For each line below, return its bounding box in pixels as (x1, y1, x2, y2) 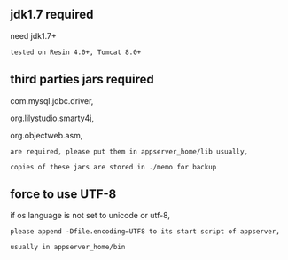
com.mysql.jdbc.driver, (10, 95, 94, 106)
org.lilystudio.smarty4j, (10, 113, 94, 123)
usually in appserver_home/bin (10, 243, 126, 252)
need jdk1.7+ (10, 30, 57, 41)
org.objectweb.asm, (10, 130, 83, 140)
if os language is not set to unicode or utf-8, (10, 210, 171, 221)
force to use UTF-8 (10, 186, 117, 202)
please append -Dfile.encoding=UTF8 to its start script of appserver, (10, 227, 280, 236)
